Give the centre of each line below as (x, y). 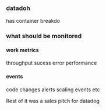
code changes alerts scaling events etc (53, 90)
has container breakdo (33, 21)
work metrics (22, 50)
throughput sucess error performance (52, 63)
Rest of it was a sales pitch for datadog (53, 101)
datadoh (18, 8)
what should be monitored (44, 36)
